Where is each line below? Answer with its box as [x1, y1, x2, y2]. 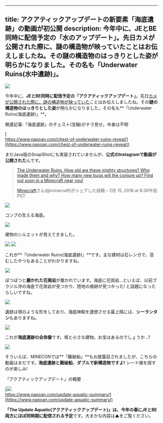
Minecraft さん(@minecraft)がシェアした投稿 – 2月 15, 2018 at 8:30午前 [16, 187, 158, 193]
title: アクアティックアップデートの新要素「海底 [5, 16, 147, 24]
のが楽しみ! [5, 366, 28, 372]
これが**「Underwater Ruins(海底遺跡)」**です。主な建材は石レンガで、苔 [5, 252, 154, 258]
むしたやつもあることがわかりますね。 [5, 258, 81, 263]
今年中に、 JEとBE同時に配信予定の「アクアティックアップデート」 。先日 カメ [5, 93, 158, 98]
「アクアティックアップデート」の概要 [5, 376, 81, 382]
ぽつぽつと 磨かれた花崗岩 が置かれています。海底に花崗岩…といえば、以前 [5, 277, 153, 283]
